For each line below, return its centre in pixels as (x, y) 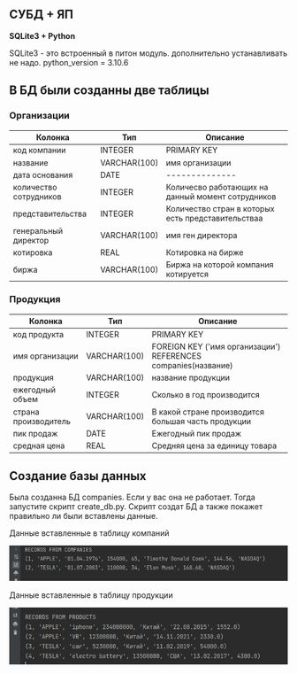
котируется (187, 274)
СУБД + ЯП (41, 15)
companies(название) (192, 365)
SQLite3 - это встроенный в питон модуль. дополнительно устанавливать (148, 53)
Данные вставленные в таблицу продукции (91, 595)
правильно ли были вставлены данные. (84, 516)
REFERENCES (176, 356)
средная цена (39, 445)
